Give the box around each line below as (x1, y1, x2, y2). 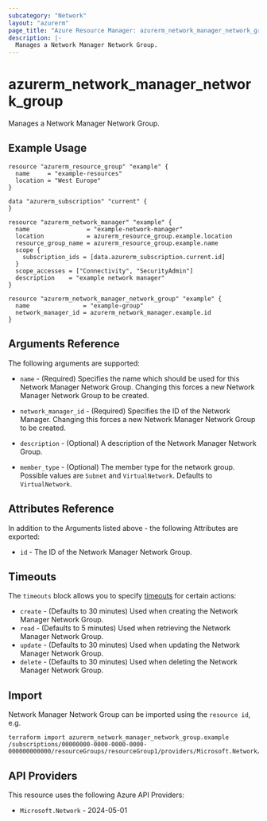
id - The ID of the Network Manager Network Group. (19, 547, 192, 556)
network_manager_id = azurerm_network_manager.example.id (15, 308, 212, 316)
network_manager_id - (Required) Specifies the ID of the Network (19, 406, 230, 416)
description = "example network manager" (15, 273, 165, 282)
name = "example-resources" (15, 169, 123, 177)
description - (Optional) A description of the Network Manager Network (19, 438, 257, 447)
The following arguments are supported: (8, 358, 141, 368)
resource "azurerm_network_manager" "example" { (8, 218, 172, 227)
